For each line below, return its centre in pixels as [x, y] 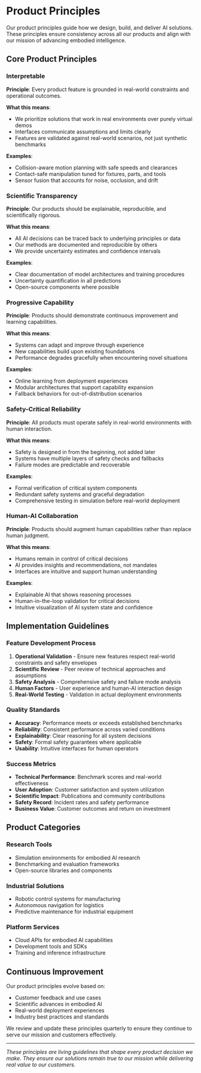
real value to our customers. [41, 1065]
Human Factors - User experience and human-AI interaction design [98, 688]
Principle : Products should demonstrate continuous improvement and [92, 316]
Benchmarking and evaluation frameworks [67, 864]
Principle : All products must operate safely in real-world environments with [99, 422]
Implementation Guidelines [58, 626]
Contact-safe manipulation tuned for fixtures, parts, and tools [90, 174]
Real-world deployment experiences [60, 1011]
